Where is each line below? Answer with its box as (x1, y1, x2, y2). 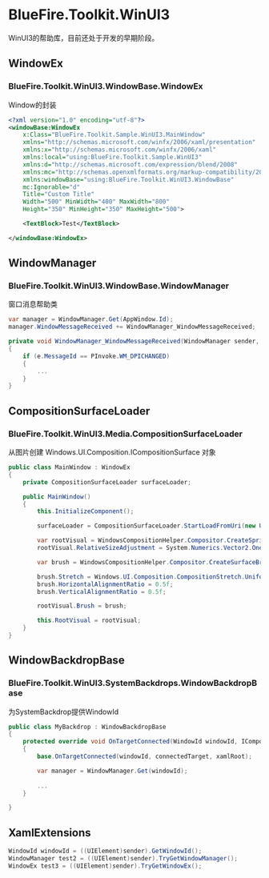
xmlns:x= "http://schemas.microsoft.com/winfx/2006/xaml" (22, 146, 217, 154)
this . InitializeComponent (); (37, 507, 134, 515)
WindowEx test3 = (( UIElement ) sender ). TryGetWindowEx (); (8, 862, 203, 870)
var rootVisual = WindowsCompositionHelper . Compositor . (37, 536, 227, 545)
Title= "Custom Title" (22, 190, 94, 198)
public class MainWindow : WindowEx (8, 463, 130, 471)
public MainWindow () (22, 492, 91, 501)
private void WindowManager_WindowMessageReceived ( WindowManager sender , (8, 338, 260, 346)
